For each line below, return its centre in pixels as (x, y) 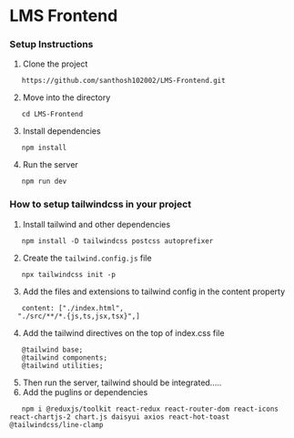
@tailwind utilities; (62, 365)
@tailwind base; (52, 350)
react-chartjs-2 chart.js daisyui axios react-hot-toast (120, 417)
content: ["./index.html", (73, 308)
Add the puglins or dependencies (85, 392)
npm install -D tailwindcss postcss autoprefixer (117, 241)
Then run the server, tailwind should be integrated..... (122, 382)
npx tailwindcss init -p (69, 274)
